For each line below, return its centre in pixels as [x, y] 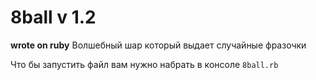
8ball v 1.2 [53, 17]
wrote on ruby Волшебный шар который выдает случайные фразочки [158, 45]
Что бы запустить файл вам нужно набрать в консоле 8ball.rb [144, 64]
